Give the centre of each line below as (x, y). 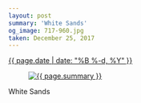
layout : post (30, 16)
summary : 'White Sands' (48, 23)
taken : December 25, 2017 (51, 38)
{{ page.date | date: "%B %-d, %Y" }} (70, 61)
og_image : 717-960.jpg (46, 30)
